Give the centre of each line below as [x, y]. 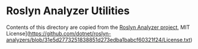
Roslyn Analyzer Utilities [68, 11]
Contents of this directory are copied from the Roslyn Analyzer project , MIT [98, 27]
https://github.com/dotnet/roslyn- [70, 33]
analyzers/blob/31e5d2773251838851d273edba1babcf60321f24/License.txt [98, 40]
